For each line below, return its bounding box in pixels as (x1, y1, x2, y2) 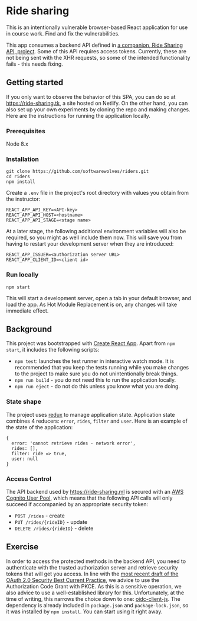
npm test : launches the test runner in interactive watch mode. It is (14, 358, 174, 365)
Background (6, 324, 52, 334)
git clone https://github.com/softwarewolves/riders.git (6, 169, 149, 175)
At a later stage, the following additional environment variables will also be (6, 228, 186, 235)
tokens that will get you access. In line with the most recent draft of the (6, 570, 179, 577)
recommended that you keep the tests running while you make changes (14, 364, 189, 371)
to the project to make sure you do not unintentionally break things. (14, 370, 178, 377)
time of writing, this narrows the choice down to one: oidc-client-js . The (6, 595, 181, 602)
